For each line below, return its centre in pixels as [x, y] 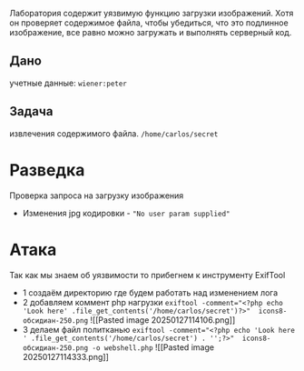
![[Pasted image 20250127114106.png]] [163, 320]
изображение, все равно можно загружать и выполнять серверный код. [151, 32]
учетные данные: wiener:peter [68, 83]
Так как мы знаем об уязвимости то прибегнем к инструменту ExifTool [147, 275]
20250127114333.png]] [65, 356]
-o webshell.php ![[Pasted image [153, 347]
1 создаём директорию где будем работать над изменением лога [150, 292]
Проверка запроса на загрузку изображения [97, 196]
